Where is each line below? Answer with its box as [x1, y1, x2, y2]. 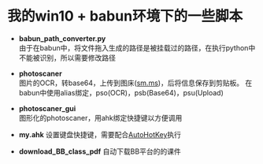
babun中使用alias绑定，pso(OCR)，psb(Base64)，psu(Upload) [18, 88, 224, 97]
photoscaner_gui [18, 103, 76, 113]
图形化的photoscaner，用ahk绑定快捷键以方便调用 [18, 113, 183, 122]
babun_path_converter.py [18, 33, 106, 43]
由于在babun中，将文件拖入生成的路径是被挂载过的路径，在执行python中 [18, 43, 256, 52]
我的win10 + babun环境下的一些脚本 [7, 7, 243, 25]
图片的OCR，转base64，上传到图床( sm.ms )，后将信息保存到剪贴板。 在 [18, 78, 253, 88]
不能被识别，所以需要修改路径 [18, 53, 116, 62]
